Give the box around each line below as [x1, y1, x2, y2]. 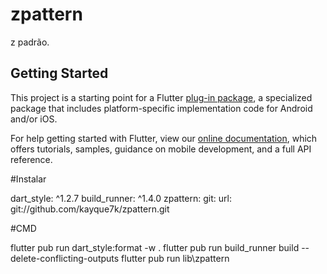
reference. [10, 153, 53, 165]
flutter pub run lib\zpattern [121, 252, 230, 264]
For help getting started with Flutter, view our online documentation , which [10, 132, 318, 144]
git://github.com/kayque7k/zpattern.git [10, 203, 170, 215]
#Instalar [10, 173, 47, 185]
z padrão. [10, 36, 50, 48]
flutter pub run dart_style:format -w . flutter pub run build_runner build [10, 241, 300, 253]
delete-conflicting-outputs [10, 252, 120, 264]
